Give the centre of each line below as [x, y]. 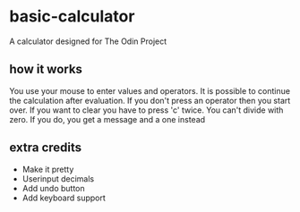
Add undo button [53, 188]
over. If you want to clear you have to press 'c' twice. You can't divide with [146, 110]
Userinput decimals [58, 178]
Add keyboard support [64, 198]
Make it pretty [48, 169]
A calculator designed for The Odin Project [88, 41]
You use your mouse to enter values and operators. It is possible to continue [150, 90]
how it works [46, 69]
